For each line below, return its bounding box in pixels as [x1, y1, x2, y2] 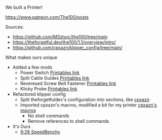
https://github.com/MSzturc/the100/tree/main [12, 34, 108, 40]
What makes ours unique [5, 54, 57, 60]
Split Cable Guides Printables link [20, 75, 90, 81]
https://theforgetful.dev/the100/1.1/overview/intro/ [12, 39, 116, 45]
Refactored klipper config [12, 91, 66, 97]
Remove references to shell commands [27, 118, 109, 124]
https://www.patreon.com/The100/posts [5, 14, 89, 20]
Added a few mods [12, 64, 52, 70]
